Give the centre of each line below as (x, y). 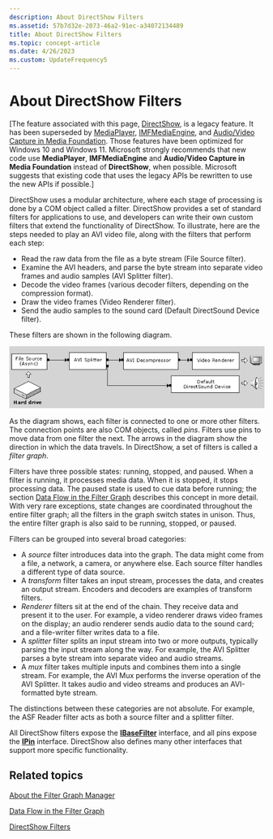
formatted (38, 692)
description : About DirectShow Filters (77, 17)
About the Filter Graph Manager (62, 795)
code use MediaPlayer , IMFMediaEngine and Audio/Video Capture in (127, 158)
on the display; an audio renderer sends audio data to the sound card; (137, 623)
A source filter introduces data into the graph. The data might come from (142, 554)
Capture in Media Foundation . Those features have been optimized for (126, 141)
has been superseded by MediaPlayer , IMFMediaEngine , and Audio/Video (132, 132)
